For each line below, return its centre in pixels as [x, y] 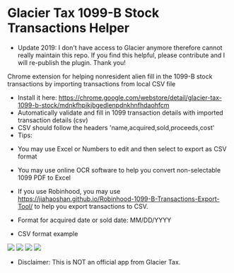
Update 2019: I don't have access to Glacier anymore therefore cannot [120, 47]
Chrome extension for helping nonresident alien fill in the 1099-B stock [110, 76]
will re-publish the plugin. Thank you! [71, 62]
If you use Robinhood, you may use [69, 191]
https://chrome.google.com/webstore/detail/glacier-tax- [140, 98]
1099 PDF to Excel [44, 178]
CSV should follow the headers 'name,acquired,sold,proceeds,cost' [116, 127]
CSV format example [48, 233]
